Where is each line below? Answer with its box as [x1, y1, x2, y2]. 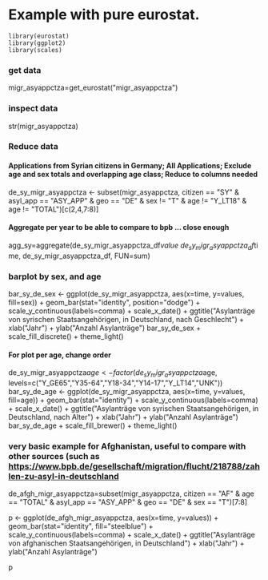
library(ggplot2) [8, 38, 66, 47]
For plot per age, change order [8, 350, 112, 360]
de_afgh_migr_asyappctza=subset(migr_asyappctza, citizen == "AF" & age [8, 489, 254, 498]
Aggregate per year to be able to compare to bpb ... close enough [8, 223, 230, 232]
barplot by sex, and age [8, 271, 102, 282]
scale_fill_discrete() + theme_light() [8, 331, 124, 341]
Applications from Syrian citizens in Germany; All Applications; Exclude [8, 161, 252, 171]
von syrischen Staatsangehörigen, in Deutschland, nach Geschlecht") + [8, 314, 244, 324]
